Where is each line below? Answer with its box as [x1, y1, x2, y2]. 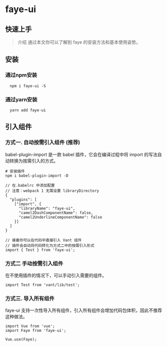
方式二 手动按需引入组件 [5, 260, 63, 267]
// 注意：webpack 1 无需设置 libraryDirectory [5, 188, 99, 193]
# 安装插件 [5, 169, 25, 174]
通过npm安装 [5, 72, 37, 79]
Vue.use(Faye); [5, 337, 37, 342]
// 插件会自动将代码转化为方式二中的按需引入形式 [5, 243, 95, 248]
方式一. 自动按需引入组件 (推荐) [5, 139, 80, 146]
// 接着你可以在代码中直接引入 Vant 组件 [5, 238, 82, 243]
